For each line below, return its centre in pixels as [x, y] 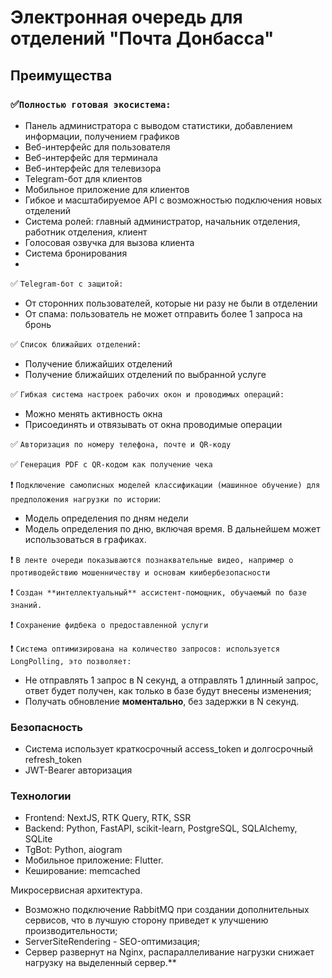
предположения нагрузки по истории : [86, 498]
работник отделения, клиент [86, 232]
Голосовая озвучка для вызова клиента [109, 242]
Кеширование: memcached [82, 871]
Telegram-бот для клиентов [83, 178]
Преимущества [61, 75]
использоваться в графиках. [85, 539]
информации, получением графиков [102, 136]
